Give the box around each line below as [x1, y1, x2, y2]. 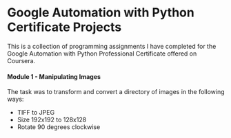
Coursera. [7, 56, 36, 65]
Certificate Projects [7, 19, 122, 35]
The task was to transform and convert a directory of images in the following [7, 88, 225, 96]
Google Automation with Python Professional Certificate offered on [7, 49, 197, 58]
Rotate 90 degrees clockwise [17, 123, 101, 131]
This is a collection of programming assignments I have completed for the [7, 42, 217, 50]
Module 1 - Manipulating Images [7, 72, 101, 80]
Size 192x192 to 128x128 [17, 115, 87, 124]
